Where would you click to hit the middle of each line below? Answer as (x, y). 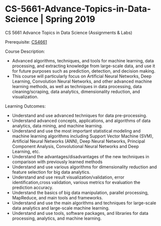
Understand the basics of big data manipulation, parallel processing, (80, 193)
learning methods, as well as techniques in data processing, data (77, 86)
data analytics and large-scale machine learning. (61, 208)
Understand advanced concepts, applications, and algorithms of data (81, 121)
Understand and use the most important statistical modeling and (76, 131)
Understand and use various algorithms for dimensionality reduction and (84, 167)
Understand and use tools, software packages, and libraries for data (80, 213)
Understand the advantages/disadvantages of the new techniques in (80, 156)
